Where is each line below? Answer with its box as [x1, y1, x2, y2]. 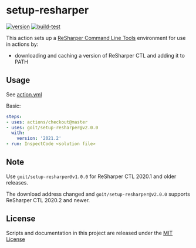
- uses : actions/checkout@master [6, 119, 88, 125]
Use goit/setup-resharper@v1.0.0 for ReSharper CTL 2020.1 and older [6, 173, 177, 180]
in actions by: [6, 41, 39, 48]
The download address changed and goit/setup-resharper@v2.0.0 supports [6, 190, 191, 197]
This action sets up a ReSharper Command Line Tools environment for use [6, 34, 186, 41]
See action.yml [6, 91, 42, 98]
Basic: [6, 102, 21, 109]
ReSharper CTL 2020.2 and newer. [6, 196, 90, 203]
